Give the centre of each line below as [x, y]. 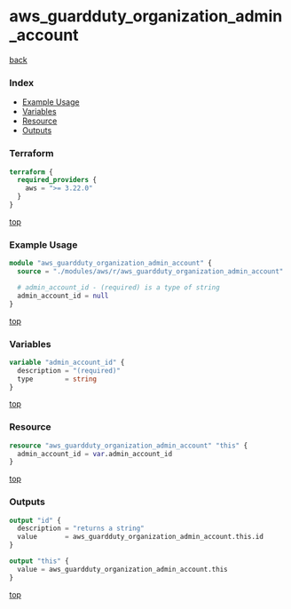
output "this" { [39, 561]
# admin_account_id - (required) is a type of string [118, 287]
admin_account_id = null [63, 296]
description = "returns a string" [81, 529]
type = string [57, 379]
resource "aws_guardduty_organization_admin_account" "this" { [129, 446]
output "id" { [35, 520]
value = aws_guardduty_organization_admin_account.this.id [141, 537]
